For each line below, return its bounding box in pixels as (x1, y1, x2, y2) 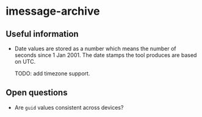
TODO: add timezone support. (14, 70, 90, 77)
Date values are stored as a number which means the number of (14, 45, 176, 52)
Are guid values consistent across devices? (14, 104, 124, 111)
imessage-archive (5, 4, 100, 18)
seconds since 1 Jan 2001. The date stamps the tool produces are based (14, 51, 197, 59)
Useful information (5, 29, 79, 39)
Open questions (5, 88, 68, 98)
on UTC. (14, 58, 36, 65)
